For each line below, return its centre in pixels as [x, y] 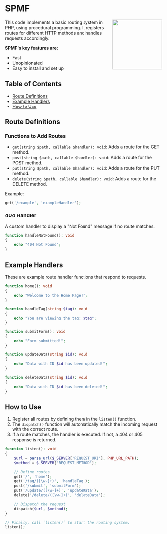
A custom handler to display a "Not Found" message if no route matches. [80, 226]
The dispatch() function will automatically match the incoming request [85, 424]
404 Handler [21, 215]
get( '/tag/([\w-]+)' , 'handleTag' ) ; [52, 481]
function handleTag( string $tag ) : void [46, 309]
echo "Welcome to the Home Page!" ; [51, 295]
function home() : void [29, 286]
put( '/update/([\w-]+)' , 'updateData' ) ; [56, 491]
